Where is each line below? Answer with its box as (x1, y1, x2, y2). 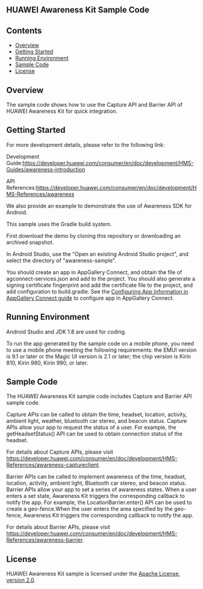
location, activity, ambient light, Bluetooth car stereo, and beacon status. (6, 479, 187, 487)
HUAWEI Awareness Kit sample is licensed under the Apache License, (6, 570, 181, 577)
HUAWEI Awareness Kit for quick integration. (6, 107, 118, 115)
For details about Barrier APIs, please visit (6, 523, 111, 531)
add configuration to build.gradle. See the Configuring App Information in (6, 288, 188, 295)
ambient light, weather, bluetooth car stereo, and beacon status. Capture (6, 417, 187, 425)
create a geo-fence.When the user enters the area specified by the (6, 505, 173, 513)
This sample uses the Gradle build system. (6, 220, 112, 227)
